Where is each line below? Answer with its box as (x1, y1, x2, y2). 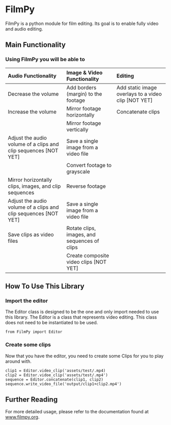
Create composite (66, 252, 109, 259)
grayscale (66, 168, 90, 175)
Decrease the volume (8, 90, 59, 97)
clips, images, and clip (8, 182, 61, 189)
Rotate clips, (66, 224, 96, 232)
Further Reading (5, 395, 58, 404)
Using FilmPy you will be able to (5, 56, 85, 63)
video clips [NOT (66, 258, 107, 265)
